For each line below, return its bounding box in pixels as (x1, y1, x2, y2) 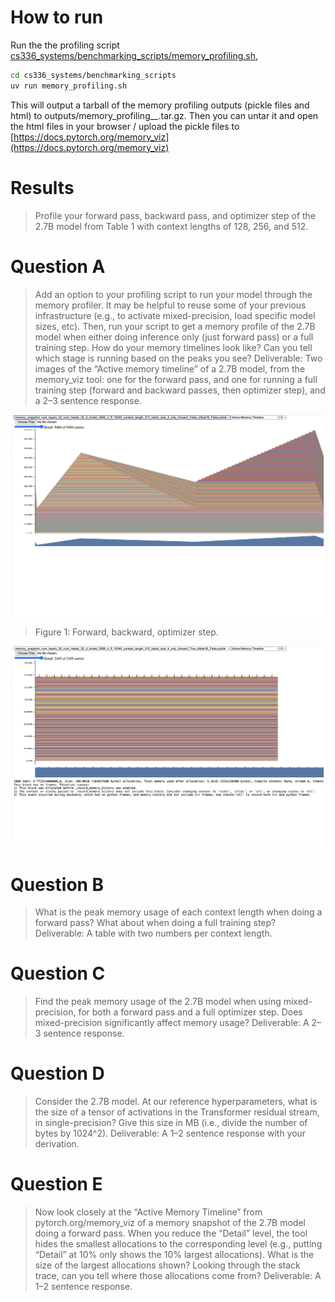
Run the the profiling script (10, 39, 120, 51)
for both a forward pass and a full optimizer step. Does (78, 1006, 303, 1018)
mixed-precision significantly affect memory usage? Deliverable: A (34, 1017, 310, 1029)
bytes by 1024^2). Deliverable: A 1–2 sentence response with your (34, 1127, 307, 1140)
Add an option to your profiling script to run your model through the (34, 288, 313, 300)
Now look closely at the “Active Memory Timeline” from (34, 1206, 263, 1218)
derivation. (34, 1138, 80, 1150)
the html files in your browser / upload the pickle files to (10, 120, 240, 132)
